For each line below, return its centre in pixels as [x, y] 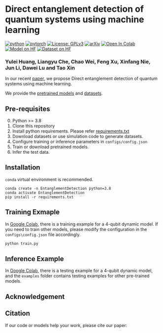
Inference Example [34, 259]
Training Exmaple [33, 212]
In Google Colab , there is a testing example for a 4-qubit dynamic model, [79, 271]
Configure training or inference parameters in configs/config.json [80, 142]
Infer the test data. [31, 152]
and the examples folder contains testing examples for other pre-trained [77, 276]
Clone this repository [33, 126]
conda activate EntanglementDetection [45, 193]
